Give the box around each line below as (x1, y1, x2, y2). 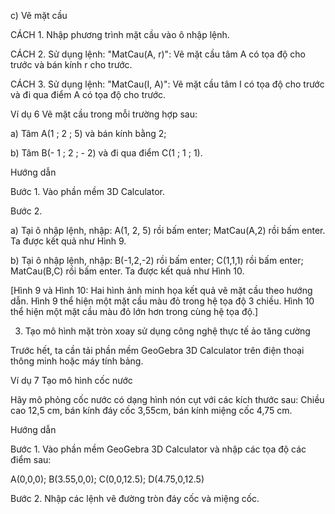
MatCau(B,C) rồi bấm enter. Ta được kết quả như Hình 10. (10, 265, 245, 277)
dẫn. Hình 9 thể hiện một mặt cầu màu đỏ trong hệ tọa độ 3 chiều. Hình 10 (10, 295, 315, 307)
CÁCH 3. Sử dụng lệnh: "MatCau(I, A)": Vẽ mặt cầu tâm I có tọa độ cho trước (10, 78, 325, 90)
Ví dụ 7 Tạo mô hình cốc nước (10, 375, 133, 386)
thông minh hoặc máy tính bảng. (10, 355, 144, 367)
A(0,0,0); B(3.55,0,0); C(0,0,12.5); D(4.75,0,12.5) (10, 473, 205, 485)
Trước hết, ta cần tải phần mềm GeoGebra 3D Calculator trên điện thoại (10, 345, 305, 356)
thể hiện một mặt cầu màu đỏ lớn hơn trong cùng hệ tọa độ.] (10, 306, 259, 317)
